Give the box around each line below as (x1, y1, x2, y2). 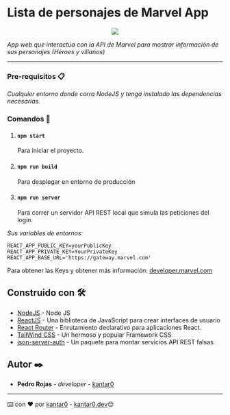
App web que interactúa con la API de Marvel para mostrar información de (7, 40, 219, 49)
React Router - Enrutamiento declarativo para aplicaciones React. (16, 323, 202, 331)
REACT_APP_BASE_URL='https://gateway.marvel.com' (7, 254, 152, 261)
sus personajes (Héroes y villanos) (7, 47, 105, 56)
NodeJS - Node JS (16, 309, 71, 317)
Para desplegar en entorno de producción (16, 177, 136, 186)
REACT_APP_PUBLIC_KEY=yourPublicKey (7, 242, 112, 249)
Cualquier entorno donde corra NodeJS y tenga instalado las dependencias (7, 90, 222, 98)
